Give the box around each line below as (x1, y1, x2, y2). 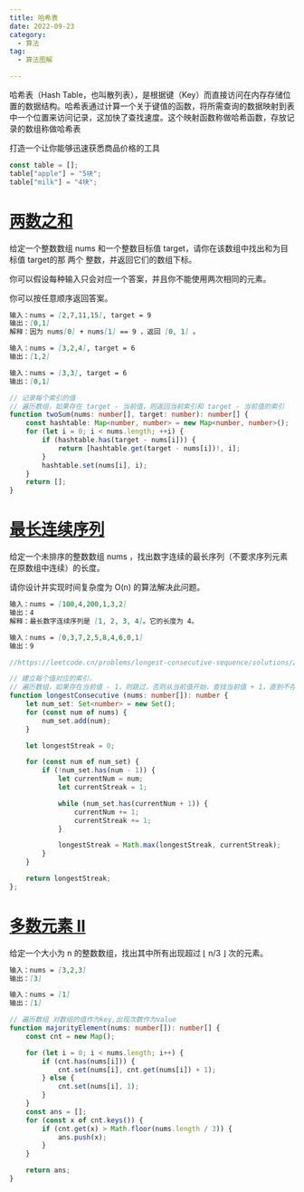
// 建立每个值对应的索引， (9, 674, 97, 683)
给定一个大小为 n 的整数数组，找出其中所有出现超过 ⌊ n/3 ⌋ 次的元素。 (9, 947, 269, 958)
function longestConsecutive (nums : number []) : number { (9, 691, 229, 701)
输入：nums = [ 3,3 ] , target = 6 (9, 368, 128, 377)
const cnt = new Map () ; (25, 1032, 116, 1041)
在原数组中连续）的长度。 (9, 563, 105, 574)
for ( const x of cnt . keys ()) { (25, 1116, 144, 1125)
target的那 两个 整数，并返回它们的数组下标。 (26, 254, 197, 265)
